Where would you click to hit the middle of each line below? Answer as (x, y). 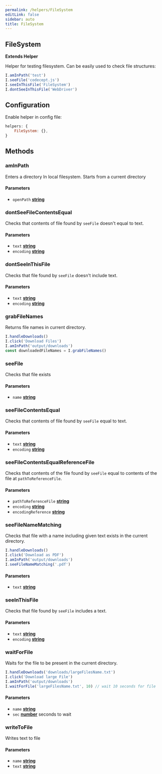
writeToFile (19, 727)
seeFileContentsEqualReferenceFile (50, 462)
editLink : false (22, 15)
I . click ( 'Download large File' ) (39, 677)
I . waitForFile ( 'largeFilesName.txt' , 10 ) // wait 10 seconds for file (80, 686)
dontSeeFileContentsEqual (39, 212)
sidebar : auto (20, 19)
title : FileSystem (24, 24)
